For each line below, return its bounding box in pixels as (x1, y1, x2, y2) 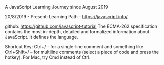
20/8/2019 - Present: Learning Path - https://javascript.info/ (5, 14, 128, 19)
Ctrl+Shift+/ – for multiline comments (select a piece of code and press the (5, 49, 159, 55)
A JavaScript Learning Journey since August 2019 (5, 4, 108, 10)
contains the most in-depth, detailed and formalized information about (5, 29, 150, 34)
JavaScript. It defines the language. (5, 34, 78, 40)
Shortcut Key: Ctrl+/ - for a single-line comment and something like (5, 44, 144, 49)
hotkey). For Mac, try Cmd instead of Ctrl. (5, 54, 91, 60)
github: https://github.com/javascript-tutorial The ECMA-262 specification (5, 23, 157, 29)
